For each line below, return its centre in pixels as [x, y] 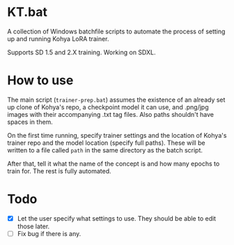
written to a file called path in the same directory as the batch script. [105, 150]
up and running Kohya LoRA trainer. [58, 38]
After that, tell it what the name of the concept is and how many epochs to [114, 164]
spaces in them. [30, 122]
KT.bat [27, 12]
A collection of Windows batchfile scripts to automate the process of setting [116, 31]
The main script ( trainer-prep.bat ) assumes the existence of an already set [116, 100]
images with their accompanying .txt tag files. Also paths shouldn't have [111, 114]
